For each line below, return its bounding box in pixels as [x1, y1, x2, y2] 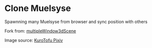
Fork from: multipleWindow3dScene [4, 28, 76, 34]
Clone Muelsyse [4, 3, 71, 14]
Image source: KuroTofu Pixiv [4, 37, 63, 43]
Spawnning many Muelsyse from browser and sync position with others [4, 19, 148, 24]
